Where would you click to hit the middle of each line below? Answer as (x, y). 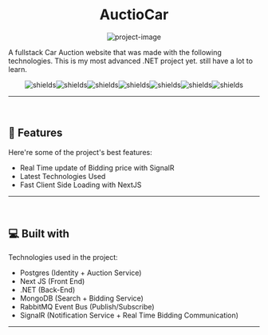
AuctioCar (134, 15)
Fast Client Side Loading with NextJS (81, 185)
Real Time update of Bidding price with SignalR (97, 167)
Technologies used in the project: (63, 257)
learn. (18, 69)
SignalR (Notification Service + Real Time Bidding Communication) (129, 315)
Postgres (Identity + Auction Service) (81, 273)
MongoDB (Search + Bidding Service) (81, 298)
